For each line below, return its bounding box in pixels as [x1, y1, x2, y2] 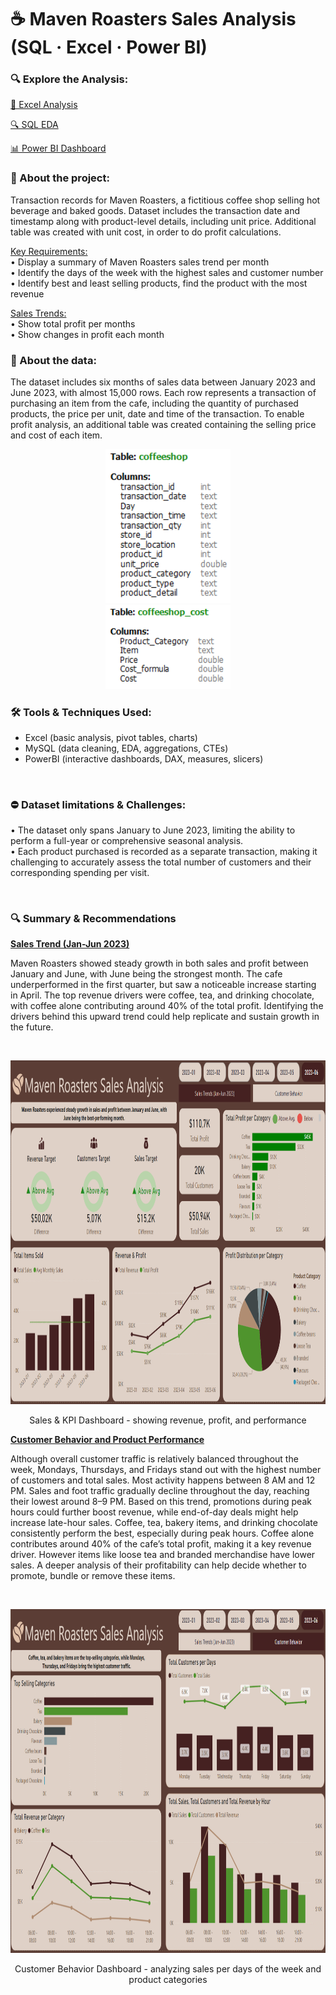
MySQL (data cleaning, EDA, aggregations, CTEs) [24, 742, 229, 754]
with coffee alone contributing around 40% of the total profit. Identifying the [10, 1000, 324, 1012]
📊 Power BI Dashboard [10, 142, 107, 155]
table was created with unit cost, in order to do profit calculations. [10, 226, 282, 238]
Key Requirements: [10, 245, 88, 257]
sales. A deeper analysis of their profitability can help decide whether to [10, 1559, 307, 1571]
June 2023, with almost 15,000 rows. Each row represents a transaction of [10, 387, 317, 399]
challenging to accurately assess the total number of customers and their [10, 856, 312, 868]
